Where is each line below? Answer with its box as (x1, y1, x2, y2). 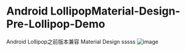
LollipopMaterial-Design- (50, 4, 181, 18)
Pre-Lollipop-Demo (6, 17, 105, 31)
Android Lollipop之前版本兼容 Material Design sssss (6, 38, 136, 45)
